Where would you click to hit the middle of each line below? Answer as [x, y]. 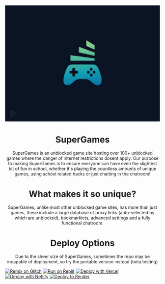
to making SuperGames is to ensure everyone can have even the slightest [82, 164]
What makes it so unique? [82, 194]
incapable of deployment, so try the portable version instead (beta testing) [82, 262]
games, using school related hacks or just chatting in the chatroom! [82, 174]
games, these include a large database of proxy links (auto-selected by [82, 213]
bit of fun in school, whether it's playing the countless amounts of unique [82, 169]
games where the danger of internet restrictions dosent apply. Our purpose [82, 158]
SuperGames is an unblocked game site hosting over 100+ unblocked [82, 153]
